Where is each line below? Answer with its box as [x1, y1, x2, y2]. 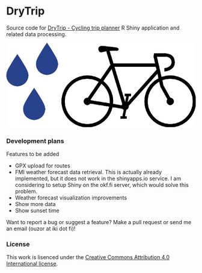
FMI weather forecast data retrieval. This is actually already [14, 168, 162, 175]
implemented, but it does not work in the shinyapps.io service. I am [14, 175, 182, 182]
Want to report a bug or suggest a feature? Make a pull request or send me [6, 218, 192, 225]
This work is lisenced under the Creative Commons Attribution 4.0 [6, 254, 170, 261]
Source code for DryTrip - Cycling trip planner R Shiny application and [6, 24, 180, 31]
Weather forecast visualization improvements [14, 194, 127, 201]
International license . [6, 260, 58, 268]
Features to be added [6, 150, 60, 157]
